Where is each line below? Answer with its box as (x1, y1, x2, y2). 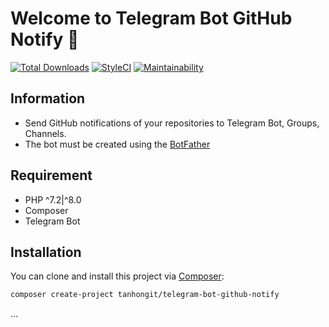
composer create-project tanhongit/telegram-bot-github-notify (10, 290, 280, 300)
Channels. (24, 127, 67, 139)
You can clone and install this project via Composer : (10, 270, 225, 282)
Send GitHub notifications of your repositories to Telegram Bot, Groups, (24, 117, 320, 129)
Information (10, 90, 86, 107)
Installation (10, 243, 82, 261)
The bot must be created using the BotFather (24, 138, 211, 150)
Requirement (10, 167, 93, 184)
